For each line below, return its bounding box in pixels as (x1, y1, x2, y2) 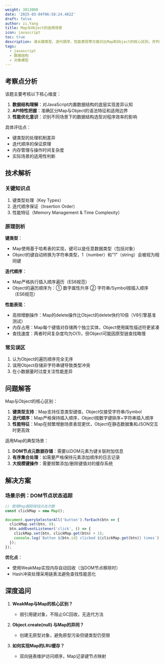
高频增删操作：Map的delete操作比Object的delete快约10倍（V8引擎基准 (12, 312, 156, 318)
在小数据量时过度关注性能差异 (12, 368, 73, 374)
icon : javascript (5, 30, 41, 35)
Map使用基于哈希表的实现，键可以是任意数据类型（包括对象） (12, 246, 137, 252)
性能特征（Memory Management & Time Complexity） (12, 209, 123, 215)
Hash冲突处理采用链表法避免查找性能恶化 (12, 571, 96, 577)
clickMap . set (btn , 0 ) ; (9, 522, 56, 527)
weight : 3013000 (5, 7, 38, 12)
